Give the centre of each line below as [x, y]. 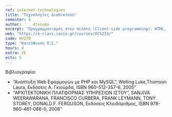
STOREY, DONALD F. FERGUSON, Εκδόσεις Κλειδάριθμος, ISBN [81, 104]
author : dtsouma [27, 24]
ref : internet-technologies [35, 10]
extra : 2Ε [16, 53]
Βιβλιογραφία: [21, 72]
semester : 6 [18, 19]
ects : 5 [14, 57]
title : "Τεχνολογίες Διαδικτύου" [41, 15]
